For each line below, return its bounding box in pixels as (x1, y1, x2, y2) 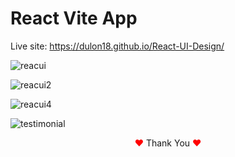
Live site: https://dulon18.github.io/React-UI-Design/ (10, 40, 225, 52)
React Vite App (10, 7, 138, 30)
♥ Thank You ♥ (134, 137, 202, 149)
